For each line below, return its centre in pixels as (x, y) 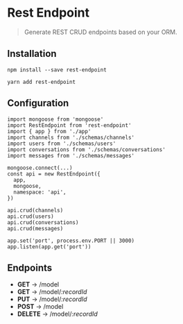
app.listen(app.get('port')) (49, 247)
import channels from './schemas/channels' (71, 137)
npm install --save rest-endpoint (57, 70)
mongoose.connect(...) (40, 168)
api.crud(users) (31, 216)
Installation (32, 54)
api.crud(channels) (35, 210)
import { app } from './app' (49, 131)
